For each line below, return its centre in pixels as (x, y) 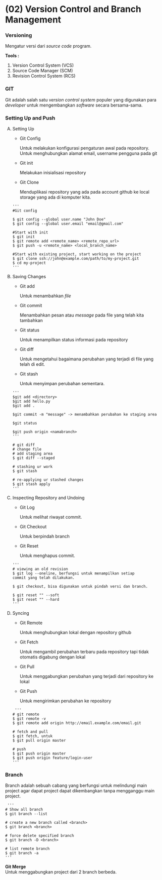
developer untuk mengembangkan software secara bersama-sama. (74, 105)
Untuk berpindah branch (45, 537)
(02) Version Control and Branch (73, 9)
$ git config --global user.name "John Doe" (59, 220)
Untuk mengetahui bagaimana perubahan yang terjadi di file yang (86, 359)
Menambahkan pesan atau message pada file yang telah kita (82, 315)
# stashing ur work (32, 467)
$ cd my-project (29, 263)
